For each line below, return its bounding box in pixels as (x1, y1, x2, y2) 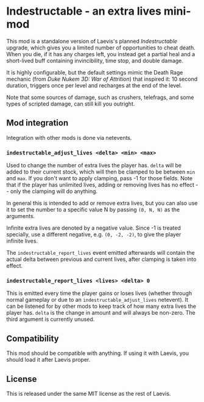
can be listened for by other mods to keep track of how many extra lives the (6, 302, 197, 310)
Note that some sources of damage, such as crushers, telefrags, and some (6, 93, 194, 101)
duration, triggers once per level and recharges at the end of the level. (6, 81, 183, 89)
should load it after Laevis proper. (6, 356, 91, 364)
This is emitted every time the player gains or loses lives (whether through (6, 290, 192, 297)
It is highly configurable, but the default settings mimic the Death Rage (6, 68, 183, 76)
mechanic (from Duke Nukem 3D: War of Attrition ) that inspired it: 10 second (6, 75, 198, 82)
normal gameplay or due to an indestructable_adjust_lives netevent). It (6, 296, 189, 304)
